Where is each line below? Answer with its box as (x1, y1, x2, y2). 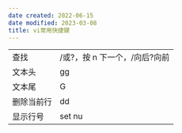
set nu (59, 111, 83, 122)
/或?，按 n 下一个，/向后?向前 (59, 52, 170, 63)
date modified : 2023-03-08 (8, 19, 97, 27)
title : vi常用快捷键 (8, 26, 70, 34)
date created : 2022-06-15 (8, 11, 93, 20)
